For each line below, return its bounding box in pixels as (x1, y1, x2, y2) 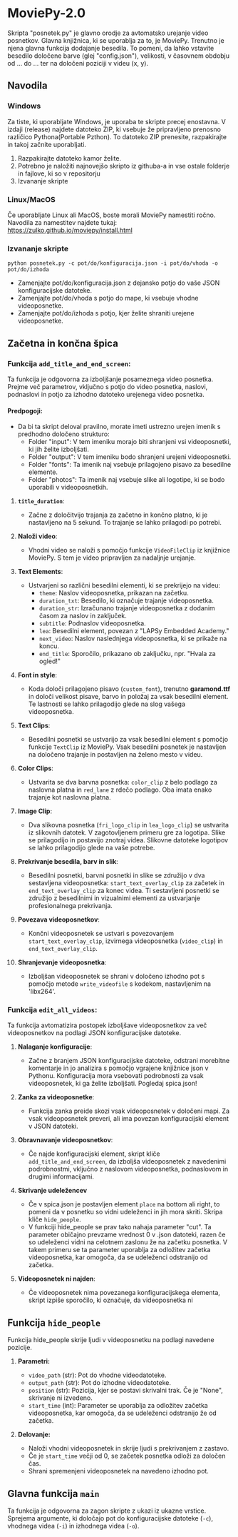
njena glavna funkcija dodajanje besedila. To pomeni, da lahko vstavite (7, 44, 214, 52)
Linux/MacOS (7, 194, 56, 204)
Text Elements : (17, 568, 63, 576)
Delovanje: (17, 1430, 51, 1439)
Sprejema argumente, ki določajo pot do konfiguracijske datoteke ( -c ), (7, 1514, 214, 1523)
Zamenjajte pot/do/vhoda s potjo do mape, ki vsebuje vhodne (17, 294, 199, 303)
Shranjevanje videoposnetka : (17, 958, 107, 967)
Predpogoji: (7, 406, 43, 415)
